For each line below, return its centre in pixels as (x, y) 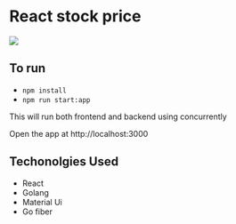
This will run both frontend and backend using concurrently (118, 116)
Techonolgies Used (64, 162)
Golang (35, 192)
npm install (44, 91)
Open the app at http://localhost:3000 (79, 133)
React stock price (75, 16)
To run (28, 68)
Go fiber (37, 212)
